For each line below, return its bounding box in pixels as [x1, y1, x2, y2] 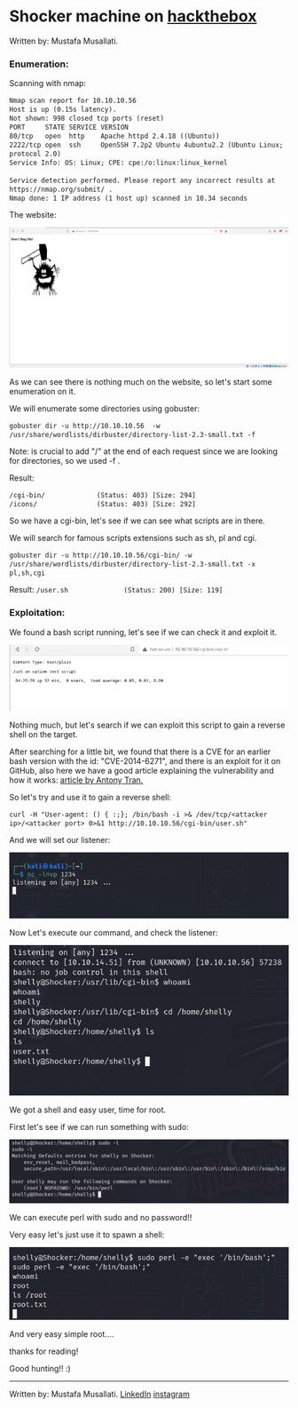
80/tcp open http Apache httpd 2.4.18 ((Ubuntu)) [9, 131, 220, 141]
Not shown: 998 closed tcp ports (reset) [9, 114, 165, 123]
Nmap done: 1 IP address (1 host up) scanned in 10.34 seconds [9, 194, 248, 203]
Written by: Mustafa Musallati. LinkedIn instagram [9, 1388, 191, 1399]
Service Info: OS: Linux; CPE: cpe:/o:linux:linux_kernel [9, 158, 228, 168]
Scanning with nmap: [9, 78, 87, 89]
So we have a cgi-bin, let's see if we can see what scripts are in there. [9, 515, 266, 526]
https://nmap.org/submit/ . [9, 185, 114, 195]
